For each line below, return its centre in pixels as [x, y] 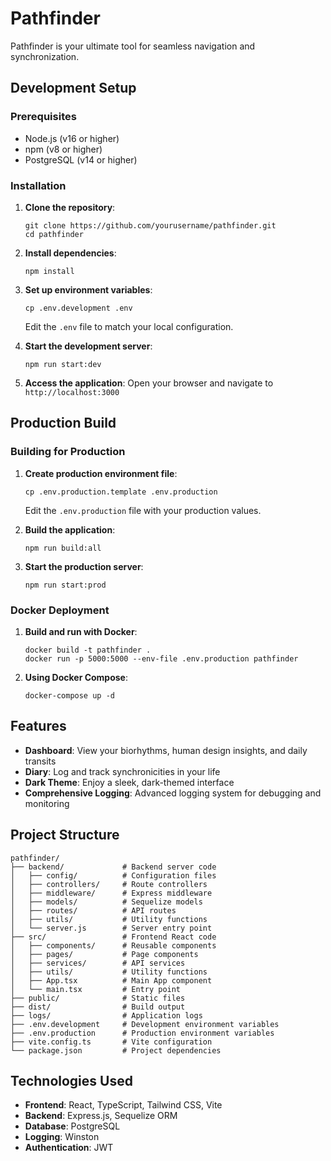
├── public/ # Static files [98, 998]
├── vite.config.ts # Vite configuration [111, 1042]
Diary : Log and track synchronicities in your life [122, 771]
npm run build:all [63, 548]
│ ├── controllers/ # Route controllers [109, 884]
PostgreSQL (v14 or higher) [81, 159]
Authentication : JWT [69, 1148]
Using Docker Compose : [76, 677]
